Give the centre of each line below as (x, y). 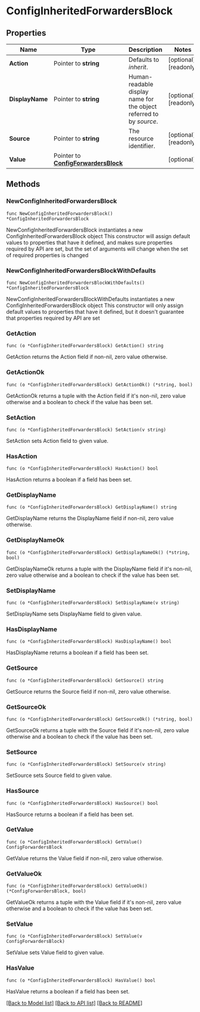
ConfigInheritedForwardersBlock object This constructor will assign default (98, 236)
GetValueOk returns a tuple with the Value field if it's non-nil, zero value (94, 902)
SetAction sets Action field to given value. (57, 441)
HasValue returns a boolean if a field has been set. (68, 991)
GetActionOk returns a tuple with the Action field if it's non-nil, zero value (96, 396)
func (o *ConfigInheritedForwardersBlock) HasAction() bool (82, 468)
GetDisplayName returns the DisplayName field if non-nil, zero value (90, 519)
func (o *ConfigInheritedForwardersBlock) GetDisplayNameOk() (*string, (98, 552)
